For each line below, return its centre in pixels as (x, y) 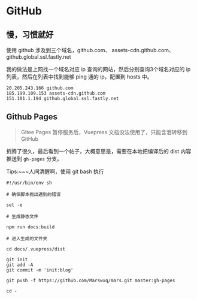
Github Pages (32, 117)
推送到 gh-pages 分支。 (34, 158)
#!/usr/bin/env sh (29, 183)
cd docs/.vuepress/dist (36, 249)
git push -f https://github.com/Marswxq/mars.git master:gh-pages (91, 280)
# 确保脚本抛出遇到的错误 (34, 194)
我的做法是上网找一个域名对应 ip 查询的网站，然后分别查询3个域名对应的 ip (99, 69)
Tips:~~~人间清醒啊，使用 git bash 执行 (55, 171)
